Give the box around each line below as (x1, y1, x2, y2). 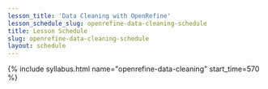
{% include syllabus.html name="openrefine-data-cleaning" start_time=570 (7, 64, 260, 74)
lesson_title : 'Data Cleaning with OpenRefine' (7, 11, 172, 20)
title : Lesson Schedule (7, 27, 88, 35)
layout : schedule (7, 42, 66, 50)
